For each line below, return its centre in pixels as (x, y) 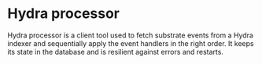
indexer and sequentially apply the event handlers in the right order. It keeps (131, 43)
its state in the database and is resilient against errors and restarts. (115, 52)
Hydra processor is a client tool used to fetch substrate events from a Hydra (130, 35)
